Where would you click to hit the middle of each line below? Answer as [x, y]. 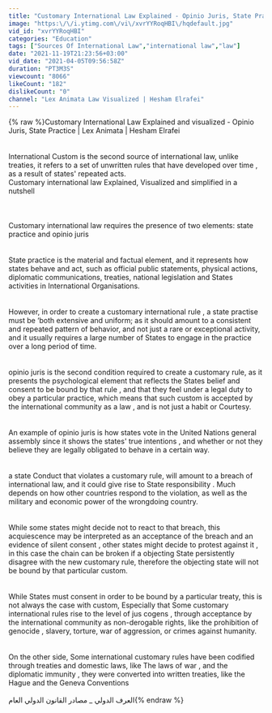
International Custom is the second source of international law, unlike [123, 157]
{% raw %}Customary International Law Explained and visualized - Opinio [132, 122]
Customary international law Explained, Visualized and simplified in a [123, 183]
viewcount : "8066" [39, 76]
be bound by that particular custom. [68, 571]
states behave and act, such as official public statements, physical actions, [133, 269]
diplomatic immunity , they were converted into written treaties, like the [127, 674]
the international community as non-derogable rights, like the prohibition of [134, 623]
